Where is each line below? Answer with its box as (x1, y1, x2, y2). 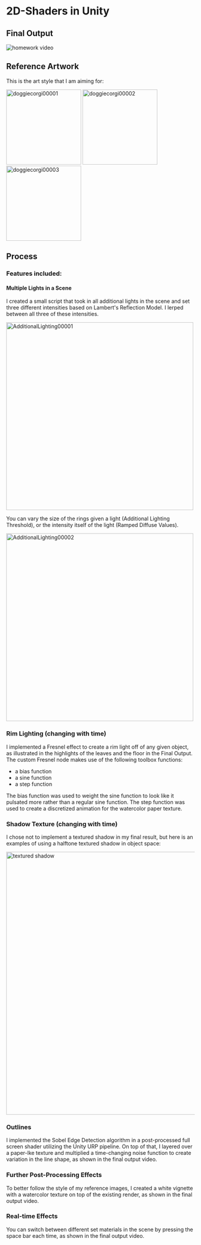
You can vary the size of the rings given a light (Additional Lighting (6, 515, 170, 522)
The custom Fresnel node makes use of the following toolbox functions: (6, 756, 183, 763)
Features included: (6, 269, 62, 278)
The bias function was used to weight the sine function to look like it (6, 792, 174, 799)
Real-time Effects (6, 1212, 58, 1220)
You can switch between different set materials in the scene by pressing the (6, 1226, 193, 1233)
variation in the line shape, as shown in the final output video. (6, 1155, 157, 1163)
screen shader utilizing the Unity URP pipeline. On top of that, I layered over (6, 1143, 193, 1150)
